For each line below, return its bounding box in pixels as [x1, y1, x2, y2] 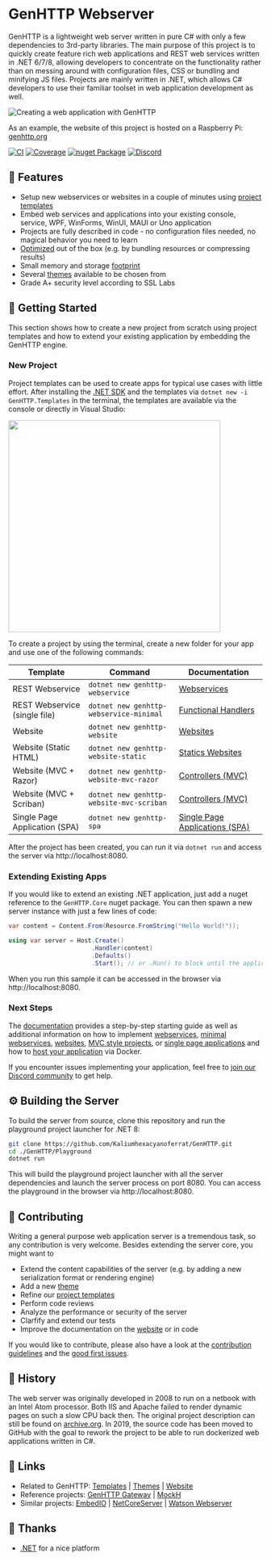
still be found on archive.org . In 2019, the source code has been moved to [8, 1419, 253, 1429]
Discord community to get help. [8, 1071, 113, 1081]
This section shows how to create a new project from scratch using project [8, 322, 257, 332]
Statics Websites [178, 746, 242, 757]
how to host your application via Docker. [8, 1047, 143, 1056]
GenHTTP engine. [8, 340, 69, 350]
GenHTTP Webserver [8, 5, 155, 23]
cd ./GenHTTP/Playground [8, 1148, 92, 1156]
